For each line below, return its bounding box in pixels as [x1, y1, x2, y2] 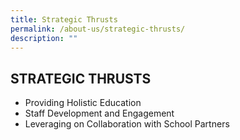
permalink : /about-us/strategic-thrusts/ [10, 24, 186, 34]
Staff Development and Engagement [24, 107, 175, 120]
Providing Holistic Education [24, 97, 142, 109]
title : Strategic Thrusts [10, 14, 118, 25]
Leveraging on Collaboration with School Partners [24, 118, 230, 130]
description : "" [10, 33, 78, 43]
